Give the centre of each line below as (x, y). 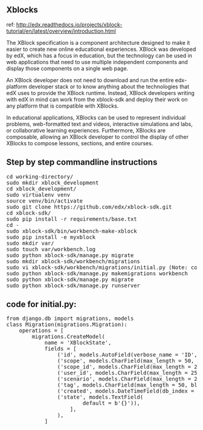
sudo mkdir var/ (30, 243)
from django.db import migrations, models (70, 319)
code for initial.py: (41, 305)
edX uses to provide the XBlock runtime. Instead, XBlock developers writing (101, 93)
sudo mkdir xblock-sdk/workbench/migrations (73, 261)
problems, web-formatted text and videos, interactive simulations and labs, (100, 124)
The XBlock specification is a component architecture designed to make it (98, 42)
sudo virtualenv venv (38, 195)
